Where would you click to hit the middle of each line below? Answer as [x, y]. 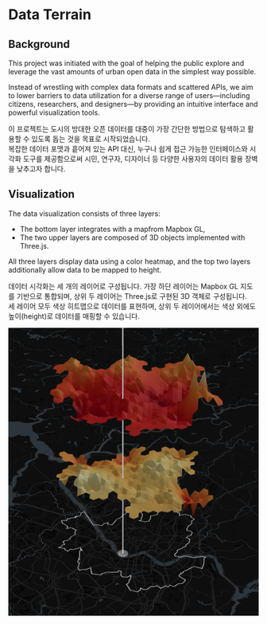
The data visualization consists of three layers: [84, 214]
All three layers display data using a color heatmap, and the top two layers [130, 261]
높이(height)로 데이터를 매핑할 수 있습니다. [74, 316]
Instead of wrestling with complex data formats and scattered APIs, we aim [131, 87]
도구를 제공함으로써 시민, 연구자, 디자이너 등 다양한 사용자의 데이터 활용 [133, 159]
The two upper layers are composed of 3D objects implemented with [132, 237]
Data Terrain [50, 15]
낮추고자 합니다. [41, 169]
